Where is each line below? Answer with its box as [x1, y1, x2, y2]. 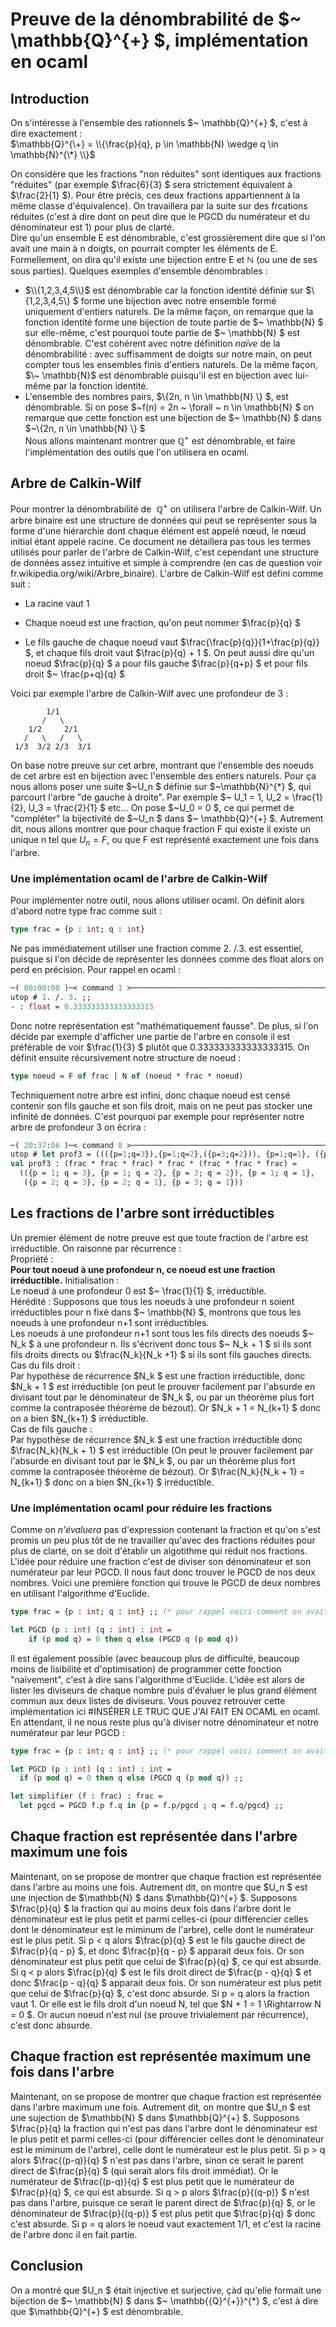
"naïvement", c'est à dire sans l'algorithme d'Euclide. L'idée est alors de [10, 1673, 305, 1685]
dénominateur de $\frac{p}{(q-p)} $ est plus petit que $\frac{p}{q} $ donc [10, 2207, 316, 2219]
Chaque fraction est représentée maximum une [10, 2048, 312, 2065]
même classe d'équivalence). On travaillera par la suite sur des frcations [10, 200, 308, 212]
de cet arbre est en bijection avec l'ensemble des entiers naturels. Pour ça [10, 770, 317, 782]
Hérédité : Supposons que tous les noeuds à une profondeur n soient [10, 1295, 295, 1307]
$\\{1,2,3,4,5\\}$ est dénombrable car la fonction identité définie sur [24, 284, 304, 296]
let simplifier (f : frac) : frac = [10, 1791, 163, 1802]
